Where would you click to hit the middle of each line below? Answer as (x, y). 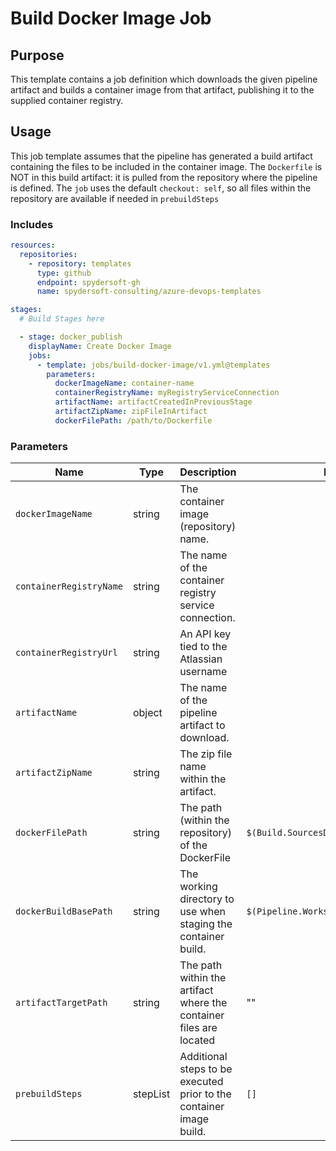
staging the (206, 924)
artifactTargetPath (61, 1003)
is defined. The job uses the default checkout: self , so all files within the (161, 188)
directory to (207, 899)
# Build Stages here (62, 319)
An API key (205, 634)
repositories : (48, 254)
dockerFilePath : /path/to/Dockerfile (133, 420)
